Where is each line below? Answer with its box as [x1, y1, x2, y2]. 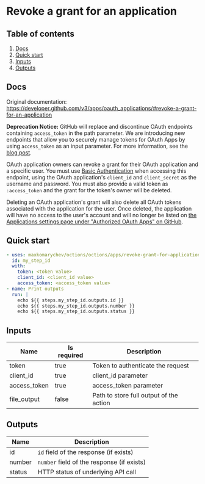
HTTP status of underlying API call [37, 468, 136, 476]
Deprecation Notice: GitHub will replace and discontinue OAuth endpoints [6, 123, 193, 130]
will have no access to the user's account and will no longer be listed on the [6, 211, 197, 219]
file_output [9, 395, 40, 403]
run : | [12, 291, 29, 297]
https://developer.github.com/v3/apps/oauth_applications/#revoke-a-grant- [6, 104, 197, 112]
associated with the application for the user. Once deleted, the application [6, 204, 192, 212]
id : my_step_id [12, 258, 51, 264]
